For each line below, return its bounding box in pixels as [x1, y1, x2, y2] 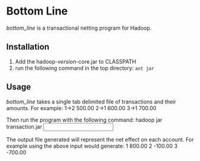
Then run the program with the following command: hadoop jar [6, 116, 163, 123]
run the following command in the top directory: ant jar [15, 64, 155, 71]
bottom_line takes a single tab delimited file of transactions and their [6, 98, 176, 105]
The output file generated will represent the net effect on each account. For [6, 136, 195, 143]
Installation [6, 42, 50, 52]
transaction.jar [6, 123, 42, 130]
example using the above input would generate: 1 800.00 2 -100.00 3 [6, 142, 178, 149]
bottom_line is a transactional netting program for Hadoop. [6, 24, 152, 31]
